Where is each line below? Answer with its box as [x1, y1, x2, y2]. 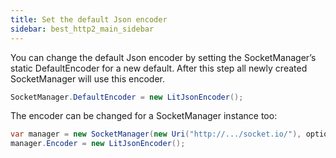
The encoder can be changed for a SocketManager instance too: [10, 110, 278, 122]
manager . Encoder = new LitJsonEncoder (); [10, 139, 186, 149]
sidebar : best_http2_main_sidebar [10, 24, 155, 34]
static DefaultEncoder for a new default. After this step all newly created [10, 62, 308, 74]
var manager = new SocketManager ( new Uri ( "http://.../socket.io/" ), [10, 129, 302, 140]
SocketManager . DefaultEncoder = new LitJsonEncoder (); [10, 92, 244, 102]
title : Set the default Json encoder [10, 14, 168, 25]
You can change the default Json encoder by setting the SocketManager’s [10, 51, 317, 63]
